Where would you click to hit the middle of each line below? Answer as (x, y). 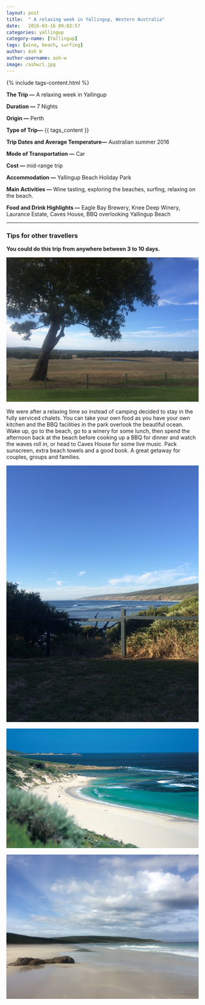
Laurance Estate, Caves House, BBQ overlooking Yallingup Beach (88, 214)
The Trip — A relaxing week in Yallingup (56, 94)
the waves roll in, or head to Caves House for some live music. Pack (92, 444)
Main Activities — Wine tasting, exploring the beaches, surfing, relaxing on (101, 189)
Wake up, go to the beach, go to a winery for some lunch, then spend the (98, 431)
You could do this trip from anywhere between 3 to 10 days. (83, 249)
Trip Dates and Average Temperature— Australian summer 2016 (88, 142)
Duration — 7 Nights (32, 106)
